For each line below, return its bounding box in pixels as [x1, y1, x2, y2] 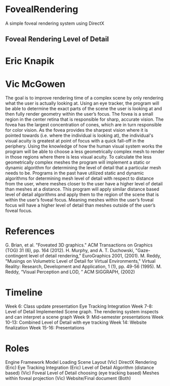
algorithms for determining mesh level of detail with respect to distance [5, 175, 154, 181]
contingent [5, 253, 28, 259]
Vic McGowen [5, 78, 66, 89]
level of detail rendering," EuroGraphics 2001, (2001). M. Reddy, [28, 253, 161, 259]
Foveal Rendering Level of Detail [5, 35, 109, 43]
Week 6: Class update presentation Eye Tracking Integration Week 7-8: [5, 303, 153, 309]
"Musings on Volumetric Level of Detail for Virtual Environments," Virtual [5, 258, 156, 264]
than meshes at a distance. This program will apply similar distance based [5, 186, 159, 192]
